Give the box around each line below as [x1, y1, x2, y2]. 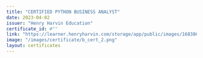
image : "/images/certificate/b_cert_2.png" [6, 37, 118, 43]
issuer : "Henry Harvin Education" [6, 20, 94, 26]
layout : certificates [6, 43, 61, 49]
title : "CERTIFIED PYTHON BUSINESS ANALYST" [6, 8, 120, 15]
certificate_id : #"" [6, 25, 59, 32]
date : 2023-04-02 [6, 14, 50, 21]
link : [6, 31, 20, 37]
